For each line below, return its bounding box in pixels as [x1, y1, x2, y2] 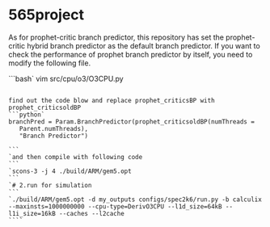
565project [8, 6, 85, 24]
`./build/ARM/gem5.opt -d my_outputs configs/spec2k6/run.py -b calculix [8, 195, 263, 204]
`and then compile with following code [8, 153, 143, 161]
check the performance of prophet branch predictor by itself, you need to [8, 49, 253, 59]
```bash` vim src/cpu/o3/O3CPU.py [8, 74, 124, 83]
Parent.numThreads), [19, 124, 89, 132]
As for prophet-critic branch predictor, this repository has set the [8, 32, 225, 42]
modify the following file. [8, 58, 91, 68]
